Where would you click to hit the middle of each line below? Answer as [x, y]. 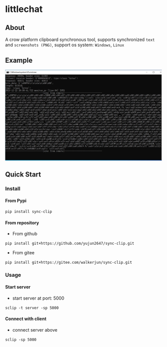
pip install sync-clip [29, 212]
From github [25, 234]
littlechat [24, 9]
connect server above [35, 330]
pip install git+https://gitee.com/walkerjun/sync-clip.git [69, 263]
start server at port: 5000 [38, 298]
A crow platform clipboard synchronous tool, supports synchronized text [80, 39]
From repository [22, 222]
